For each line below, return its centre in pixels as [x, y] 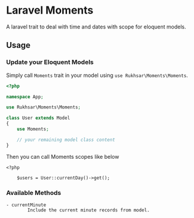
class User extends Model [38, 118]
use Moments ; [33, 129]
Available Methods [34, 193]
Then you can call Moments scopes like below [63, 156]
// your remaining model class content [66, 140]
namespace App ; [25, 97]
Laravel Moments [50, 10]
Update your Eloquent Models [50, 62]
